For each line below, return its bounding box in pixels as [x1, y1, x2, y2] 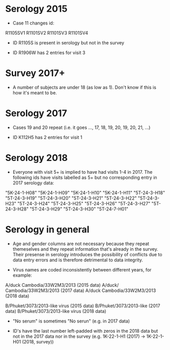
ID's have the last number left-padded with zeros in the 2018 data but [12, 328, 158, 334]
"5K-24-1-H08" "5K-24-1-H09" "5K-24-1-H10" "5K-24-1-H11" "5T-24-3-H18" [5, 190, 165, 196]
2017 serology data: [12, 179, 54, 186]
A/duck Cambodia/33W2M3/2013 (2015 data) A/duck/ [5, 282, 119, 288]
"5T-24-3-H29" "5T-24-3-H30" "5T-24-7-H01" [30, 206, 129, 212]
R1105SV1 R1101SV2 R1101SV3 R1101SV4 [5, 30, 89, 36]
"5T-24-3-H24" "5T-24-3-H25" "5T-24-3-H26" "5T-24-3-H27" [17, 200, 151, 206]
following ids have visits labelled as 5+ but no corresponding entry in [12, 174, 157, 180]
